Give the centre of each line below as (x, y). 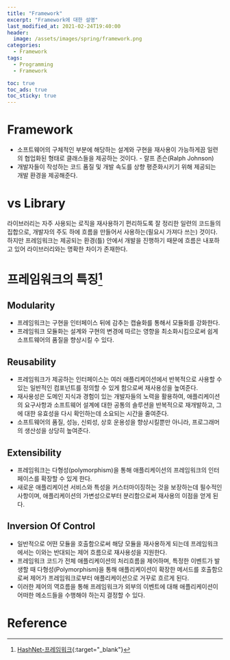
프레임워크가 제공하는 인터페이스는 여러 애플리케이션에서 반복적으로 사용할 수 (119, 379)
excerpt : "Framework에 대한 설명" (53, 20)
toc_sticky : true (32, 96)
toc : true (21, 83)
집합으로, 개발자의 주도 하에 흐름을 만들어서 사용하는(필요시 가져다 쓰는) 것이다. (112, 232)
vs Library (37, 204)
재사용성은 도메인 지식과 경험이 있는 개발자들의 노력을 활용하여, (101, 396)
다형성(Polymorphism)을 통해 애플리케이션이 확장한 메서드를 (118, 569)
